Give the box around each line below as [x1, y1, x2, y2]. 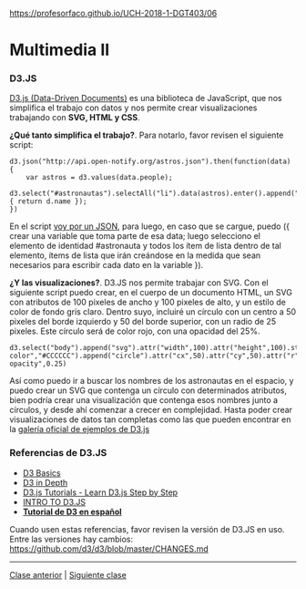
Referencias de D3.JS [9, 447, 107, 460]
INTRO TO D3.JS [22, 496, 87, 507]
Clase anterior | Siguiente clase [9, 569, 127, 580]
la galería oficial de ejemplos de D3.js [9, 424, 150, 435]
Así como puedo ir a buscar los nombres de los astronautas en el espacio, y [9, 376, 294, 387]
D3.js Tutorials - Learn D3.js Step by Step [22, 487, 178, 498]
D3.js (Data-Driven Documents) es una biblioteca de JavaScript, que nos [9, 93, 282, 104]
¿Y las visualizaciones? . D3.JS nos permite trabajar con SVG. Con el [9, 277, 269, 288]
